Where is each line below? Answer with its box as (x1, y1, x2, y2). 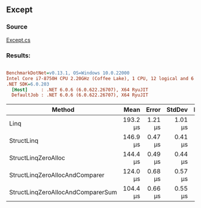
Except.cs (6, 36, 31, 44)
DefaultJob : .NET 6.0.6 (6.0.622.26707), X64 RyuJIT (11, 92, 148, 98)
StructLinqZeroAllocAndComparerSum (9, 188, 118, 197)
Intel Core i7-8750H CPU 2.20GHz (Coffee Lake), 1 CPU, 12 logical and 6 (6, 75, 194, 81)
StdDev (166, 106, 188, 114)
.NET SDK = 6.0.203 (6, 81, 50, 87)
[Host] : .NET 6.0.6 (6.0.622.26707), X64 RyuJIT (11, 87, 148, 93)
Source (6, 23, 28, 31)
